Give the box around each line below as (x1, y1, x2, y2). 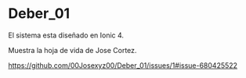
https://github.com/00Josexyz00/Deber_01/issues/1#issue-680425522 (8, 60, 237, 70)
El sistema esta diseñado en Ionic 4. (8, 30, 124, 40)
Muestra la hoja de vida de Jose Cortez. (8, 45, 137, 55)
